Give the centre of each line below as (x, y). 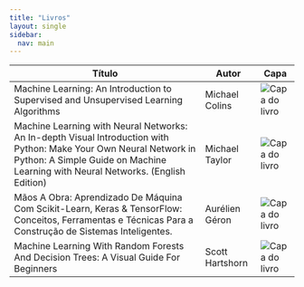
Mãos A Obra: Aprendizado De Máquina (98, 197)
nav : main (36, 43)
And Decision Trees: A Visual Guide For (97, 257)
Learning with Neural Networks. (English (100, 171)
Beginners (36, 269)
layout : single (38, 26)
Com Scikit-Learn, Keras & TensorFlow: (98, 209)
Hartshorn (227, 263)
